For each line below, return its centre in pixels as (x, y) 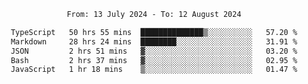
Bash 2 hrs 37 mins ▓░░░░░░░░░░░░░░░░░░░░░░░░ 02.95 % (154, 60)
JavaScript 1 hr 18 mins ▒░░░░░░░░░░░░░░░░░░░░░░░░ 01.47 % (154, 70)
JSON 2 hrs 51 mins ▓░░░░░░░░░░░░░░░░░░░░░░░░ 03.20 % (154, 51)
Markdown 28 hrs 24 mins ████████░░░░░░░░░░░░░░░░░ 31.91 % (154, 41)
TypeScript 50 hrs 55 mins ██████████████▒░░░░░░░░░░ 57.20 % (154, 32)
